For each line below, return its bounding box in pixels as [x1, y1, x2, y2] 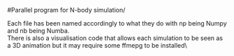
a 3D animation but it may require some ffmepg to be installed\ [7, 41, 187, 49]
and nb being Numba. [7, 27, 70, 35]
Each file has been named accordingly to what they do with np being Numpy [7, 19, 227, 27]
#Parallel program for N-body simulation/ [7, 6, 126, 14]
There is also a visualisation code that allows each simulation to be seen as [7, 34, 224, 42]
